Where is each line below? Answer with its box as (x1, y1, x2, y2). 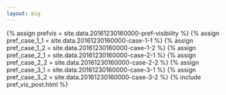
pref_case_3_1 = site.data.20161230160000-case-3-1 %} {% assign (6, 65, 196, 74)
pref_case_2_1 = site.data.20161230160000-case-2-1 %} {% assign (6, 51, 196, 59)
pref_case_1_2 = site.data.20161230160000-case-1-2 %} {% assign (6, 43, 196, 52)
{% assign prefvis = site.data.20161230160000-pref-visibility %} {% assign (6, 29, 220, 37)
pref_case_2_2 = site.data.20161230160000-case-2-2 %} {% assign (6, 58, 199, 66)
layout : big (6, 10, 41, 17)
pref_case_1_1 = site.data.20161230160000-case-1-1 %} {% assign (6, 36, 194, 45)
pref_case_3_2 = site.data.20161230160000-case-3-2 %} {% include (6, 73, 201, 81)
